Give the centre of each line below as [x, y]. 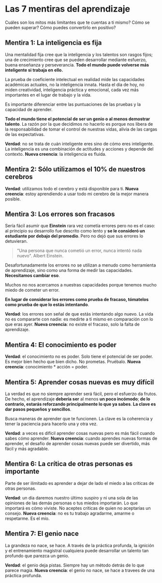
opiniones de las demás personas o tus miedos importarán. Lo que [71, 503]
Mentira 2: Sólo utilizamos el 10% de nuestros [75, 169]
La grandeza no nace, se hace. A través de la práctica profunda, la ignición [80, 545]
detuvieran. [16, 241]
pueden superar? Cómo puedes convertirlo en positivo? [60, 27]
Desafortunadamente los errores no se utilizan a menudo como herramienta [81, 265]
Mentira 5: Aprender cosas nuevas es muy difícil [80, 382]
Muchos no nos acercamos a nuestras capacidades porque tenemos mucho [81, 285]
